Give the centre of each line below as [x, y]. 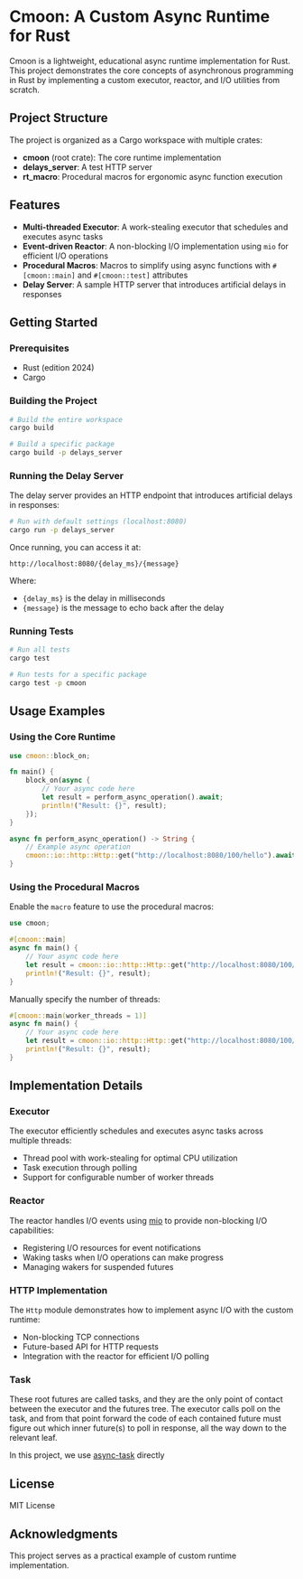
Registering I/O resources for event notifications [111, 1247]
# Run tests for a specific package [78, 675]
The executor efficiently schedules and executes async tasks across [137, 1131]
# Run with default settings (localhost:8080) [98, 522]
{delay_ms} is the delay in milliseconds [94, 598]
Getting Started [54, 322]
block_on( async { [58, 780]
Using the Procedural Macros [74, 887]
